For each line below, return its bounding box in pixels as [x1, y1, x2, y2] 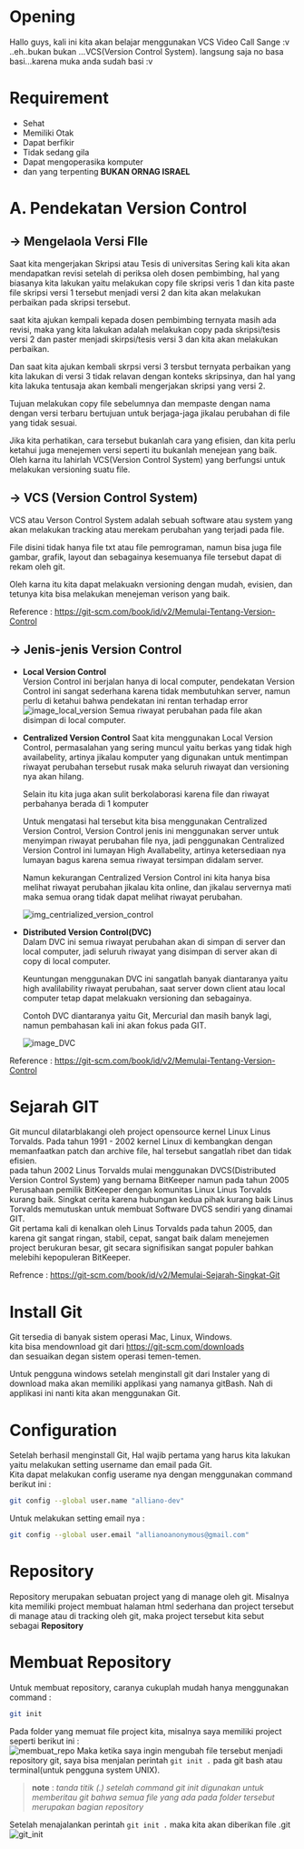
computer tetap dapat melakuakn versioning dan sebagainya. [22, 992, 252, 1003]
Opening [9, 6, 76, 27]
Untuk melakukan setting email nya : [9, 1512, 145, 1524]
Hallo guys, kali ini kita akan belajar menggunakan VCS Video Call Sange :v [9, 36, 290, 47]
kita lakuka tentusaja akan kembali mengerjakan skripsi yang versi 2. [9, 380, 266, 391]
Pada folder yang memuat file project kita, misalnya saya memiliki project [9, 1725, 282, 1736]
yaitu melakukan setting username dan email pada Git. [9, 1460, 212, 1471]
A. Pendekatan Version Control [9, 198, 248, 219]
